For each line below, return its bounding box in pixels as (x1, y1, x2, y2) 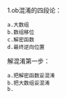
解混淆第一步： (7, 57, 50, 65)
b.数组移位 (7, 29, 35, 36)
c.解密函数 (7, 36, 35, 43)
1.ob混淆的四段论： (7, 6, 62, 14)
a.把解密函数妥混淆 (7, 72, 56, 79)
